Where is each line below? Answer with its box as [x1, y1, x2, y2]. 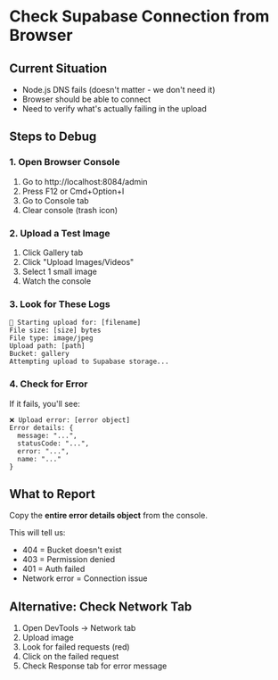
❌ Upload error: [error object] [9, 415, 131, 425]
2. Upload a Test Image [9, 227, 110, 239]
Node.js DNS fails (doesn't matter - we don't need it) [21, 85, 216, 95]
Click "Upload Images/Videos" [21, 256, 135, 267]
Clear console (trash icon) [21, 204, 119, 215]
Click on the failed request [21, 651, 119, 662]
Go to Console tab [21, 195, 89, 206]
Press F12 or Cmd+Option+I [21, 186, 125, 196]
